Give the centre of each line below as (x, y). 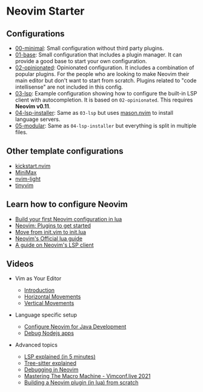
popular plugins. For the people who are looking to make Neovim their (102, 74)
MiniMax (26, 172)
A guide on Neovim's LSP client (54, 245)
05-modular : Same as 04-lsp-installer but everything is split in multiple (106, 126)
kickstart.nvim (33, 166)
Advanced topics (36, 345)
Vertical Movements (49, 303)
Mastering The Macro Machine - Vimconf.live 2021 (87, 376)
